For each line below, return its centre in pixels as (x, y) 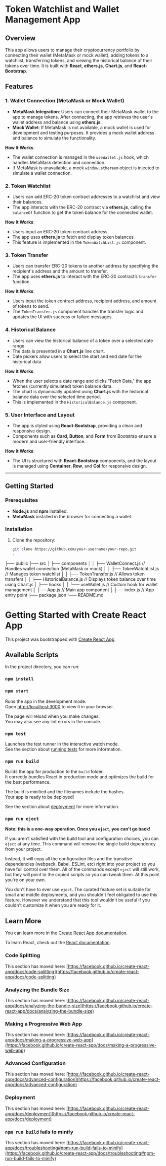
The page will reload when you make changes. (53, 716)
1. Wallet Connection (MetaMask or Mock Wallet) (65, 101)
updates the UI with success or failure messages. (62, 317)
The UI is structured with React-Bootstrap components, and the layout (84, 461)
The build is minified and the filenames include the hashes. (65, 792)
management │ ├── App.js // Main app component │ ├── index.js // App (80, 590)
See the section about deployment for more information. (62, 807)
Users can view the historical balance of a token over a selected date (83, 341)
